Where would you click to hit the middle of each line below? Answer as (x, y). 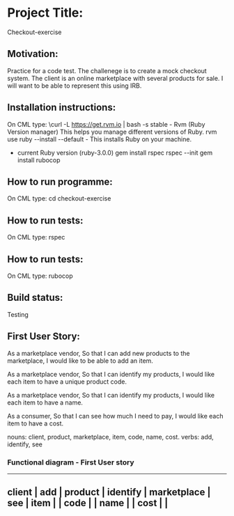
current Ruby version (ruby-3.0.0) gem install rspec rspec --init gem (115, 153)
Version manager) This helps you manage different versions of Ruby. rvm (112, 132)
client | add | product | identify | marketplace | (109, 492)
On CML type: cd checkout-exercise (59, 198)
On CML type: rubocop (40, 276)
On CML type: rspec (36, 237)
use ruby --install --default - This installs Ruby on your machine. (100, 139)
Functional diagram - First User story (71, 462)
